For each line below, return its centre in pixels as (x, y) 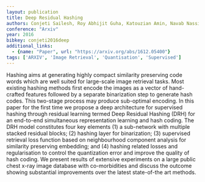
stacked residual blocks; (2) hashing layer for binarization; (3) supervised (98, 133)
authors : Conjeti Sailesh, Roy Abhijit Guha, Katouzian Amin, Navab (95, 23)
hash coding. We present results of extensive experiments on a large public (101, 159)
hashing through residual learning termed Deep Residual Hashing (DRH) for (101, 114)
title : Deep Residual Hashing (45, 18)
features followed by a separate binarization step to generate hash (109, 94)
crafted (16, 94)
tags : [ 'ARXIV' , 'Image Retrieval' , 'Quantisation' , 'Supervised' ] (94, 57)
